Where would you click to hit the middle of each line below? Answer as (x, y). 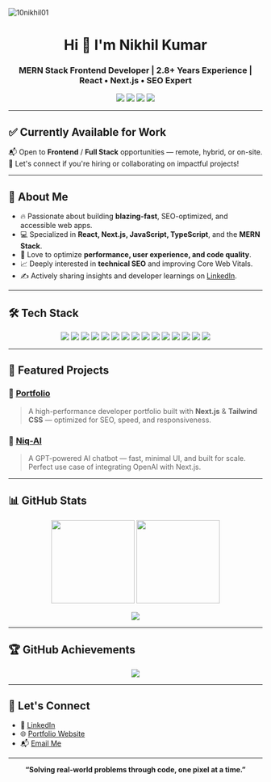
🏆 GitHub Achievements (72, 650)
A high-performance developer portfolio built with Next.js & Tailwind (143, 411)
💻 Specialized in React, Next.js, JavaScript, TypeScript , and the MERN (140, 235)
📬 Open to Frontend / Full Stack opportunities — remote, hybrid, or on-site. (135, 152)
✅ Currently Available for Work (88, 132)
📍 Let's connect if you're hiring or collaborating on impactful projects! (124, 164)
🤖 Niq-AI (25, 441)
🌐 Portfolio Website (52, 734)
